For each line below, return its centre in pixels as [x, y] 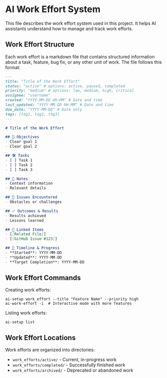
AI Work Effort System [53, 9]
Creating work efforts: [28, 290]
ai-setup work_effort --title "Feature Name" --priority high [72, 299]
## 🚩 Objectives [22, 137]
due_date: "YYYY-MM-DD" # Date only [44, 110]
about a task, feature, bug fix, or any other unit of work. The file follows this [84, 62]
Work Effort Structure [40, 45]
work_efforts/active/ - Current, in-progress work [65, 360]
